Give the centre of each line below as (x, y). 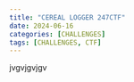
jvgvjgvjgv (28, 68)
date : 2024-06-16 (42, 26)
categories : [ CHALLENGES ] (57, 34)
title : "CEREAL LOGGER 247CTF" (67, 17)
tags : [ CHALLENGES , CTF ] (55, 42)
